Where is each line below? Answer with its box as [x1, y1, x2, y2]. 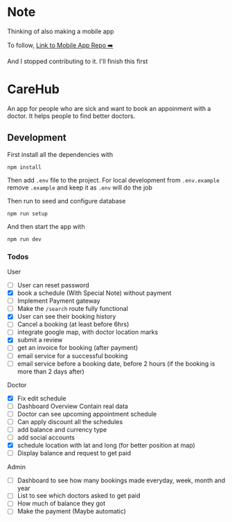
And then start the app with [7, 222, 85, 230]
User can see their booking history [17, 312, 116, 321]
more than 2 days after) [17, 367, 84, 376]
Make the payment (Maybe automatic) [17, 507, 127, 516]
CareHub [7, 81, 60, 97]
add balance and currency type [17, 425, 107, 434]
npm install [7, 164, 42, 171]
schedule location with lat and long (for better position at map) [17, 441, 195, 450]
